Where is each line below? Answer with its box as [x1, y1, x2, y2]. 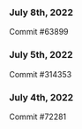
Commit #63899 [9, 27, 69, 37]
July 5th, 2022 [9, 49, 73, 61]
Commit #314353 [9, 69, 72, 79]
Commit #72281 [9, 111, 67, 122]
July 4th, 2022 [9, 91, 74, 103]
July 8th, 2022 [9, 6, 73, 19]
